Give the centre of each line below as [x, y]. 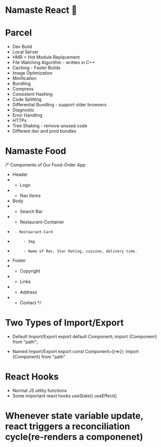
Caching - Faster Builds [36, 68]
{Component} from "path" [39, 357]
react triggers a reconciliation [68, 426]
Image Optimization [32, 73]
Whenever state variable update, [74, 416]
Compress [23, 89]
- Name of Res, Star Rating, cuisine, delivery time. [81, 251]
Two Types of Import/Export [65, 323]
